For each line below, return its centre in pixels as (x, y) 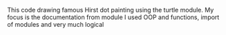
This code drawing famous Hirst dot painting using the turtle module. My (111, 10)
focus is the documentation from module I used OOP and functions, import (113, 17)
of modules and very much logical (56, 24)
